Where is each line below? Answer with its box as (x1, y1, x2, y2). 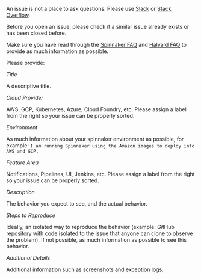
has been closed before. (6, 29, 67, 37)
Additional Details (6, 254, 51, 261)
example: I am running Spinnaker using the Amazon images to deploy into (6, 142, 195, 149)
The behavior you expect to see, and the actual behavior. (6, 200, 147, 207)
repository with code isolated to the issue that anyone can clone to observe (6, 230, 194, 237)
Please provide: (6, 60, 45, 66)
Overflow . (6, 11, 31, 19)
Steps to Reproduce (6, 212, 55, 219)
